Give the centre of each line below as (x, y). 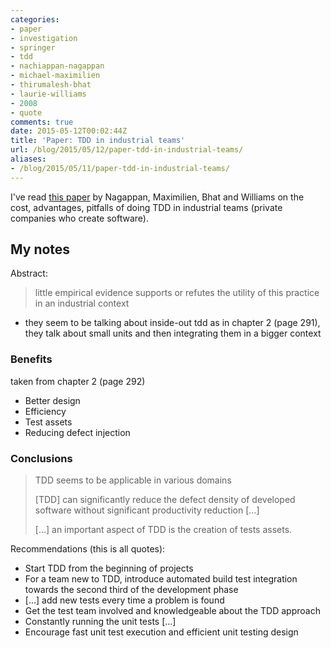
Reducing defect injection (77, 432)
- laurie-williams (48, 94)
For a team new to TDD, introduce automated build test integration (161, 579)
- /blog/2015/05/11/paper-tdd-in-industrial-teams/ (120, 168)
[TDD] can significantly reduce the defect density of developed (165, 500)
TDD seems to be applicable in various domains (133, 480)
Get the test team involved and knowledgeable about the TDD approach (172, 611)
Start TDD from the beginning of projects (109, 568)
